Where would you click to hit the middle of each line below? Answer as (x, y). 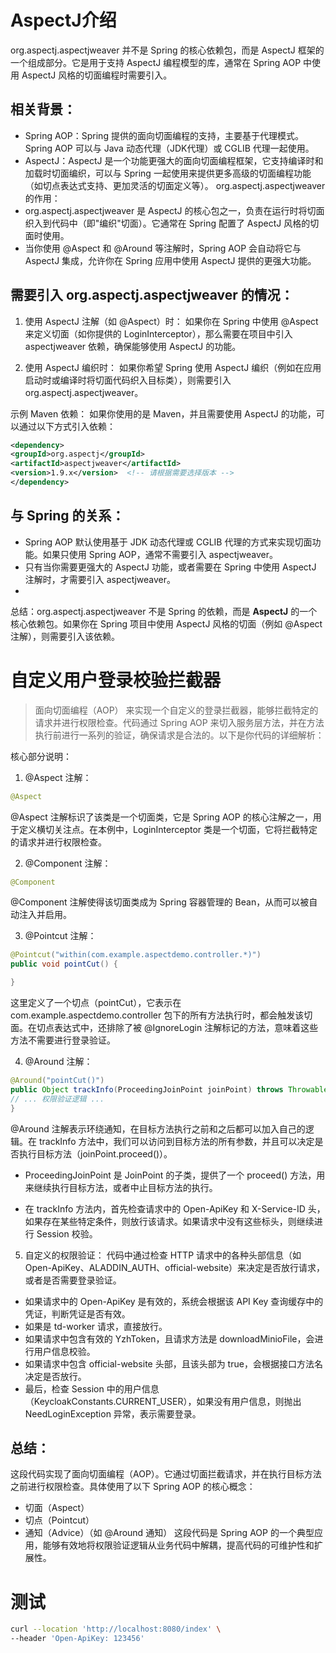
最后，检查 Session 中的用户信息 (92, 1388)
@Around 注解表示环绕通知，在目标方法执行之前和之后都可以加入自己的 (158, 1128)
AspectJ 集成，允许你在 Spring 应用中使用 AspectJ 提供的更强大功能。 (170, 260)
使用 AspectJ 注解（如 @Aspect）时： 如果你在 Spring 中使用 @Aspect (171, 321)
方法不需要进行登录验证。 (63, 1040)
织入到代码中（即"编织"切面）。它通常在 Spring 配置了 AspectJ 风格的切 (172, 223)
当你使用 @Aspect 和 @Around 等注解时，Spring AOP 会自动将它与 (163, 248)
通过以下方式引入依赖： (67, 426)
